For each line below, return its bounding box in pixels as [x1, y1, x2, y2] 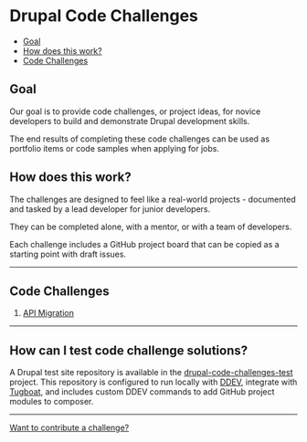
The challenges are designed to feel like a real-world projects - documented [9, 194, 296, 205]
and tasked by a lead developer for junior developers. [9, 203, 211, 215]
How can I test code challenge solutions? [9, 342, 249, 358]
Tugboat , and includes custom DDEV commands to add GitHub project [9, 386, 275, 397]
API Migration [22, 308, 75, 319]
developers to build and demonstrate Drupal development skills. [9, 115, 250, 126]
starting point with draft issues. [9, 248, 126, 259]
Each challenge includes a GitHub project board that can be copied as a [9, 238, 281, 249]
